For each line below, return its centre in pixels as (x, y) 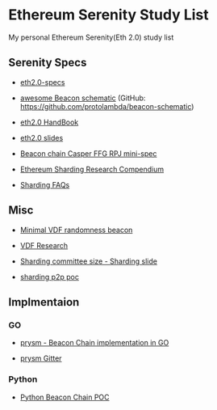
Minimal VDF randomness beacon (76, 230)
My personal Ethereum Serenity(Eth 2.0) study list (91, 37)
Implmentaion (44, 302)
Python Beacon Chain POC (65, 397)
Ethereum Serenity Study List (109, 15)
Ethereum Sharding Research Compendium (92, 169)
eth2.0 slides (42, 137)
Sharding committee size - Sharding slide (88, 261)
